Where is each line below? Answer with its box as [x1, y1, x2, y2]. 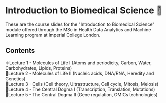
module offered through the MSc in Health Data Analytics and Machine [5, 26, 151, 32]
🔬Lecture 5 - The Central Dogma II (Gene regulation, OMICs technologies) [5, 91, 158, 97]
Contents [5, 46, 35, 55]
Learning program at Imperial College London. [5, 32, 101, 38]
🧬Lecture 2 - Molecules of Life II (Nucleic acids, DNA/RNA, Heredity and [5, 70, 154, 76]
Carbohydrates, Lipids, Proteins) [5, 65, 72, 71]
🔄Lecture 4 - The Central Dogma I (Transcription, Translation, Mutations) [5, 86, 155, 92]
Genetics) [5, 75, 26, 82]
